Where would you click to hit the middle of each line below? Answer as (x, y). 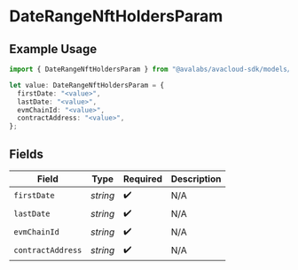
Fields (27, 154)
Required (142, 179)
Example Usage (53, 49)
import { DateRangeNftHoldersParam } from (89, 69)
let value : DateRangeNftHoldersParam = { (87, 85)
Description (196, 179)
